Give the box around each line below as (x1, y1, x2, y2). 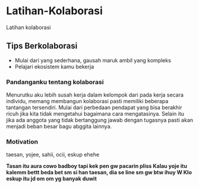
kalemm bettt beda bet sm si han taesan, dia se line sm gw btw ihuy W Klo (6, 169, 192, 176)
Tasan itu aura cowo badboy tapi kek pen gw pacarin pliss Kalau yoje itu (6, 162, 187, 170)
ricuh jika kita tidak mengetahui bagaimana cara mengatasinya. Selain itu (6, 110, 184, 117)
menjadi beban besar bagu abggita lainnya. (6, 123, 112, 130)
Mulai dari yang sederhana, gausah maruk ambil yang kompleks (14, 56, 171, 63)
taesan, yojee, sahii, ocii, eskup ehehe (6, 151, 100, 158)
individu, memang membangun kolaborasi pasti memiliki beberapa (6, 98, 169, 105)
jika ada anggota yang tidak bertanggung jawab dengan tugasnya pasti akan (6, 117, 194, 124)
